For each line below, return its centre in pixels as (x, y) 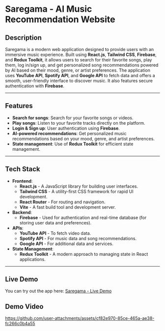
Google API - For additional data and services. (67, 244)
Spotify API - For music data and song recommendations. (78, 238)
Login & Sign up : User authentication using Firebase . (66, 128)
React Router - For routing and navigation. (62, 202)
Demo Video (24, 306)
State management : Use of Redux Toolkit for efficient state (73, 144)
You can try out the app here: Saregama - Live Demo (58, 291)
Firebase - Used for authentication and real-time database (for (83, 218)
